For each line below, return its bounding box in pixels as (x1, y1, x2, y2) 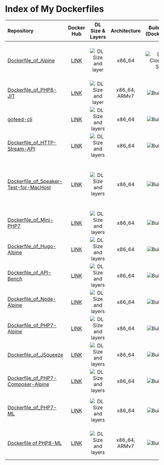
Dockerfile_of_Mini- (7, 216, 54, 223)
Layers (89, 33, 106, 40)
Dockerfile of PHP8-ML (7, 439, 62, 446)
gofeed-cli (7, 116, 33, 123)
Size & (90, 27, 106, 34)
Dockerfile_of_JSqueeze (7, 351, 63, 358)
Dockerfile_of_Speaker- (7, 178, 62, 184)
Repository (7, 27, 34, 34)
